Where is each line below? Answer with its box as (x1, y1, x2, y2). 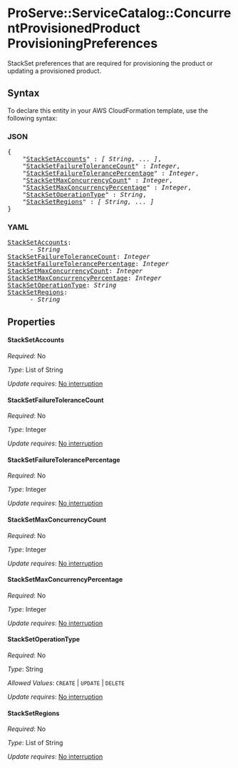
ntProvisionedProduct (7, 20, 140, 36)
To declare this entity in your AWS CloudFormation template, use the (7, 106, 208, 115)
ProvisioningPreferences (7, 36, 158, 51)
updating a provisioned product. (7, 66, 102, 75)
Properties (7, 315, 56, 328)
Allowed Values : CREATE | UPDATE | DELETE (7, 678, 125, 687)
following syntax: (7, 113, 58, 122)
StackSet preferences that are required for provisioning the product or (7, 59, 213, 67)
